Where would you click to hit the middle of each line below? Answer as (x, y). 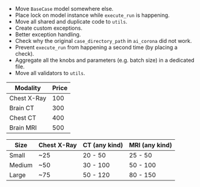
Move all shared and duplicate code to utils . (71, 21)
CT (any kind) (103, 145)
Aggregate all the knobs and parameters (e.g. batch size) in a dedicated (105, 60)
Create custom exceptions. (49, 28)
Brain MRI (23, 128)
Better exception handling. (48, 34)
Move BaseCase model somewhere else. (64, 9)
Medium (21, 165)
